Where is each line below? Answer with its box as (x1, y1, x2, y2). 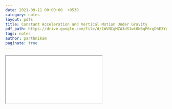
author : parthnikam (5, 36, 47, 41)
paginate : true (5, 41, 38, 46)
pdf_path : (5, 26, 27, 32)
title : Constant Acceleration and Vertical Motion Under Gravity (5, 21, 147, 27)
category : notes (5, 12, 40, 17)
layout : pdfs (5, 17, 33, 22)
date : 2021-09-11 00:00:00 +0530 (5, 7, 79, 13)
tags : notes (5, 31, 31, 36)
